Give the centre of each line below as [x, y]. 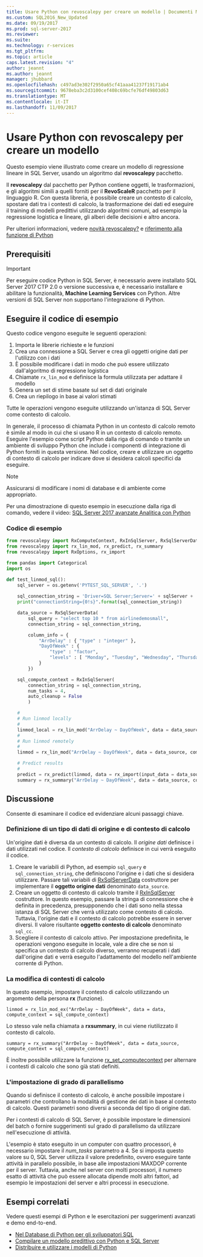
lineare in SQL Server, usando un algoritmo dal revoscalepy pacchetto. [95, 173]
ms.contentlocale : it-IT [37, 102]
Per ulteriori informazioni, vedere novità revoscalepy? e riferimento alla [94, 229]
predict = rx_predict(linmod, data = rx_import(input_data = [95, 774]
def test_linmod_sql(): [36, 580]
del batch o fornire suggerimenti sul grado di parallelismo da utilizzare [93, 1126]
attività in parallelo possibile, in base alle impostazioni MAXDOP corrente [97, 1163]
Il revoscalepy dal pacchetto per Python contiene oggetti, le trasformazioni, [101, 185]
